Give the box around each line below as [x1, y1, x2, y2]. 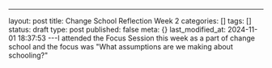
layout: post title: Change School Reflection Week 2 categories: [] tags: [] [8, 16, 253, 25]
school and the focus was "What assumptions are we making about [8, 42, 233, 51]
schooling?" [8, 50, 49, 60]
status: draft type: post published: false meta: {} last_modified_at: [8, 25, 227, 34]
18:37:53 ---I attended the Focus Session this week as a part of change [17, 33, 255, 43]
